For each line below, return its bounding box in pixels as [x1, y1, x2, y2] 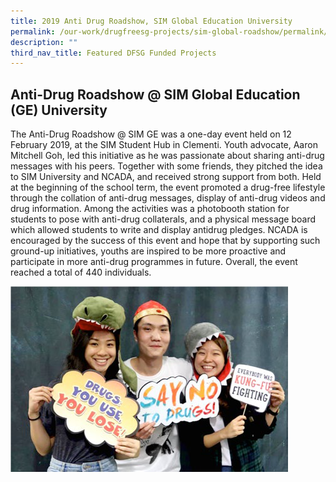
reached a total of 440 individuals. [10, 266, 152, 279]
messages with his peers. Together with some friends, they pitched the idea [10, 160, 323, 172]
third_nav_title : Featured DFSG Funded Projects [10, 48, 217, 58]
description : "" [10, 37, 78, 47]
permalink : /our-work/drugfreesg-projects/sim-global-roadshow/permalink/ [10, 26, 329, 37]
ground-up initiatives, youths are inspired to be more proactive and [10, 245, 287, 257]
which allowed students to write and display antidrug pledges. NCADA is [10, 224, 308, 236]
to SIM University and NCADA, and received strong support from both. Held [10, 171, 322, 183]
